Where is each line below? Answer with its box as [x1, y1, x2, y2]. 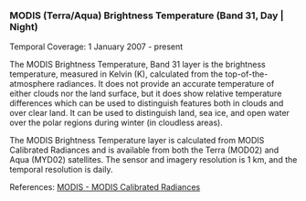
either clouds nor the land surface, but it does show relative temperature [9, 88, 282, 100]
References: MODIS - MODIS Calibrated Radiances [9, 182, 201, 193]
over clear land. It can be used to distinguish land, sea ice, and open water [9, 108, 290, 119]
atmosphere [9, 79, 55, 90]
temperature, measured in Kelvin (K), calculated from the [9, 69, 224, 79]
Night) [9, 20, 38, 33]
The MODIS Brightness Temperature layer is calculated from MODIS [9, 135, 265, 146]
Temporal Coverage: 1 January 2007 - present [9, 41, 184, 52]
